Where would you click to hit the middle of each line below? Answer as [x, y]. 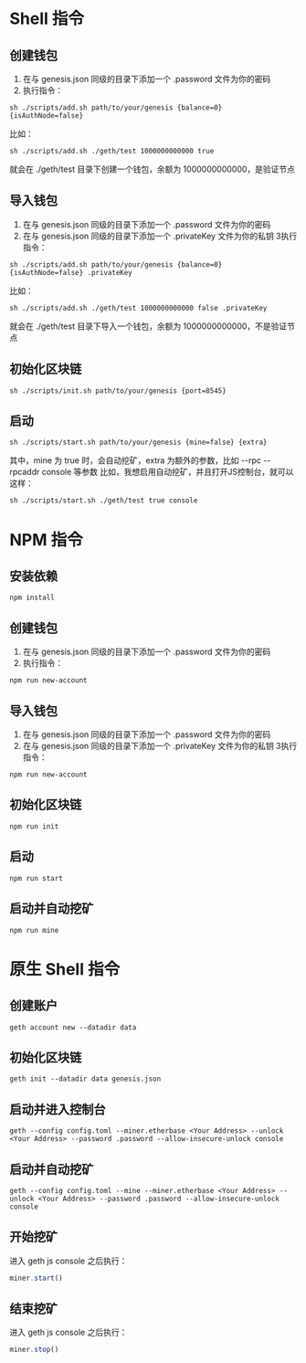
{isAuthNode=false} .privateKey [71, 272]
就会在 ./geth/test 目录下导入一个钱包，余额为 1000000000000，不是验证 [148, 326]
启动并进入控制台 [58, 1109]
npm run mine [34, 930]
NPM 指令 [47, 539]
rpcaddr [25, 472]
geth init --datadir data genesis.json [85, 1079]
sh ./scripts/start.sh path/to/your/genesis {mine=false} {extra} [138, 443]
